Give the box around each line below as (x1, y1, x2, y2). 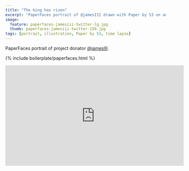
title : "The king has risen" (5, 7, 67, 13)
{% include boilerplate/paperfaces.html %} (5, 55, 95, 61)
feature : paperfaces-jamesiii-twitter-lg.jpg (10, 21, 109, 27)
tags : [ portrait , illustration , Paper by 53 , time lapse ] (5, 31, 131, 36)
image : (5, 17, 19, 22)
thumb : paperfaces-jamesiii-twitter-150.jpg (10, 27, 106, 32)
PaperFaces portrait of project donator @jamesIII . (5, 45, 110, 51)
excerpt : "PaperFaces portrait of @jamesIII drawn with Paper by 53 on (5, 12, 160, 17)
